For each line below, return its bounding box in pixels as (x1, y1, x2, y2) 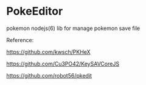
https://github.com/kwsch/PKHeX (6, 48, 91, 56)
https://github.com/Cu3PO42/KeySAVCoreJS (6, 60, 120, 67)
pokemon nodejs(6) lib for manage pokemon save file (6, 24, 141, 32)
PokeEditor (6, 4, 63, 18)
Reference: (6, 36, 34, 43)
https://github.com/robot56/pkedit (6, 72, 92, 79)
